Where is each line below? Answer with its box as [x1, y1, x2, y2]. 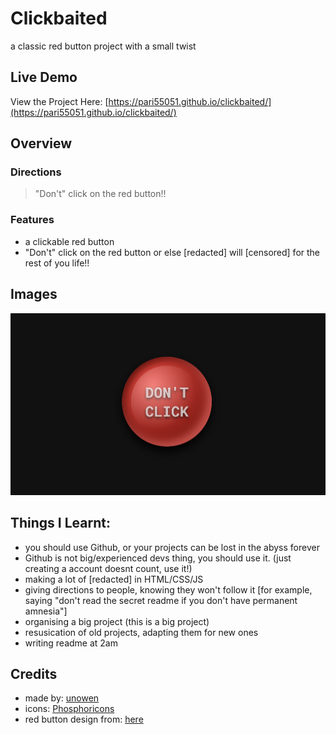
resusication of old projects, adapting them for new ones [24, 626, 259, 638]
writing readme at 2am [24, 637, 118, 649]
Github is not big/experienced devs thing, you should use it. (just [24, 552, 292, 564]
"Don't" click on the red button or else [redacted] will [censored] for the [24, 246, 321, 258]
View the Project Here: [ [10, 95, 109, 107]
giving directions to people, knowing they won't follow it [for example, [24, 583, 313, 596]
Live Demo [10, 69, 78, 86]
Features [10, 213, 55, 227]
